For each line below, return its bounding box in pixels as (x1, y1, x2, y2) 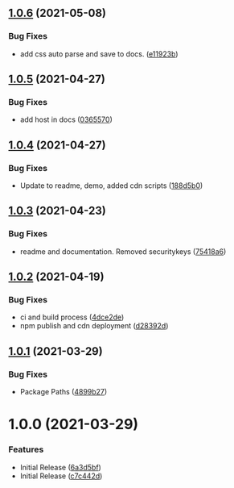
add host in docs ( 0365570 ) (19, 115, 113, 124)
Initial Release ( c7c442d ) (19, 471, 103, 481)
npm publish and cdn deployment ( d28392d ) (19, 321, 169, 331)
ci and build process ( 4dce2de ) (19, 312, 125, 322)
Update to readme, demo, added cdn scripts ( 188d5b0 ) (19, 181, 203, 190)
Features (8, 444, 44, 455)
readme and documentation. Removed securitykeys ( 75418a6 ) (19, 246, 227, 257)
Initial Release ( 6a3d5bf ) (19, 462, 102, 472)
